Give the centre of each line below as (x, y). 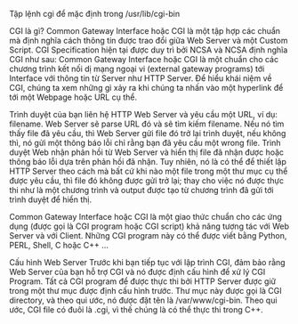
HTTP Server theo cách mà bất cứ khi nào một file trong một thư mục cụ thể (149, 171)
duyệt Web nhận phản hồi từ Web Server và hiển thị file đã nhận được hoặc (147, 152)
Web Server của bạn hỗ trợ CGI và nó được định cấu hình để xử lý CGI (137, 272)
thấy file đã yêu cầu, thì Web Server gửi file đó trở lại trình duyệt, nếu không (148, 133)
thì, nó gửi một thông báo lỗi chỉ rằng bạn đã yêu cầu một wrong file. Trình (145, 143)
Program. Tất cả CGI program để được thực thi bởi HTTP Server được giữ (143, 281)
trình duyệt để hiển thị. (50, 199)
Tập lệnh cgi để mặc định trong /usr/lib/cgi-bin (95, 14)
